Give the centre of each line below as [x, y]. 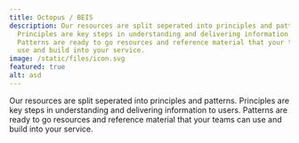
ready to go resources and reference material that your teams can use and [145, 119]
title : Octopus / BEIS [51, 17]
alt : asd [25, 75]
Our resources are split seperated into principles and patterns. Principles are [149, 100]
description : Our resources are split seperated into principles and [141, 26]
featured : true [37, 68]
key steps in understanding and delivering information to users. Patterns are [148, 110]
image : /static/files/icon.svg [67, 59]
